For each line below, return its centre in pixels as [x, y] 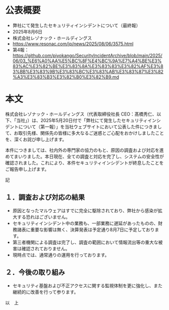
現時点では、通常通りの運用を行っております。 [61, 255]
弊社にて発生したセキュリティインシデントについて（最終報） [76, 25]
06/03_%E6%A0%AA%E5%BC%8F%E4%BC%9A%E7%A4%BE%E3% [87, 61]
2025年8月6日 [27, 31]
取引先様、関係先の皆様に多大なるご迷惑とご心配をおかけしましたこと [91, 133]
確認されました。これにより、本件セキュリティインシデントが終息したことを [84, 163]
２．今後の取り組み [35, 272]
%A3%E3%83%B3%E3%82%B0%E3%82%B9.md [66, 77]
